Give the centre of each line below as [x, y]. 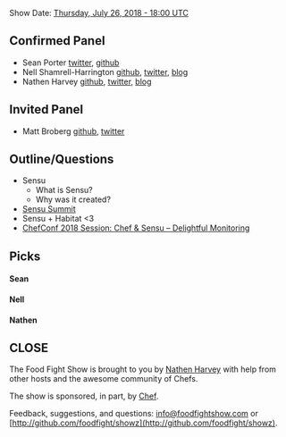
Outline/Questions [62, 160]
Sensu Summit [49, 209]
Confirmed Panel [57, 41]
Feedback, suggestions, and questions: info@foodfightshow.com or [134, 414]
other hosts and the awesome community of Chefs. [104, 379]
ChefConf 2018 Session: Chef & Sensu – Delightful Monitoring [136, 228]
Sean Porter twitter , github [71, 63]
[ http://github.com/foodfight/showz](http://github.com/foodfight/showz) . [143, 423]
